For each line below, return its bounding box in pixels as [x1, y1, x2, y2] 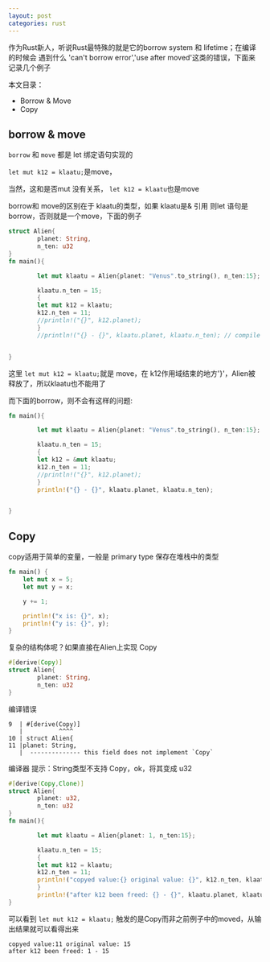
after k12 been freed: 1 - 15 [8, 947, 110, 955]
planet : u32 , [37, 795, 81, 803]
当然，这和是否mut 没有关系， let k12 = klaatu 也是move [8, 184, 199, 194]
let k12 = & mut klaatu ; [37, 456, 117, 464]
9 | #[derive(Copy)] [8, 720, 81, 729]
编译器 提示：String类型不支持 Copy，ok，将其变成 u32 [8, 763, 193, 773]
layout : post [8, 11, 52, 20]
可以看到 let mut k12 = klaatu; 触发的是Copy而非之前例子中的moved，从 [8, 914, 255, 923]
